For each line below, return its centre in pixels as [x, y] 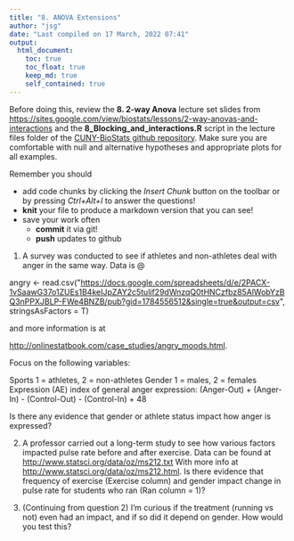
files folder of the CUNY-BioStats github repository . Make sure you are [138, 137]
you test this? [47, 526]
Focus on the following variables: [70, 363]
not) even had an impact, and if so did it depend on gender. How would [152, 517]
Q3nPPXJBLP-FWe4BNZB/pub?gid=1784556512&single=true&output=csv [145, 301]
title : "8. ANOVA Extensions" [65, 17]
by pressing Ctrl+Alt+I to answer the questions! [109, 201]
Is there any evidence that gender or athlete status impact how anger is [140, 416]
